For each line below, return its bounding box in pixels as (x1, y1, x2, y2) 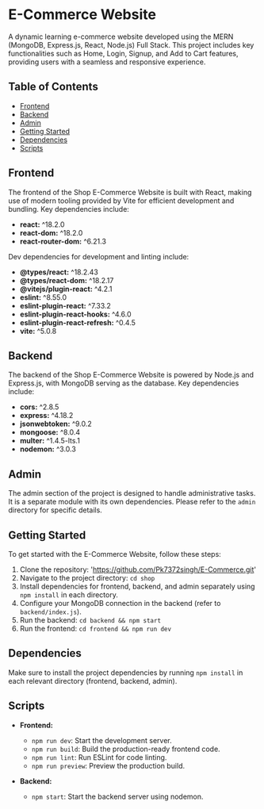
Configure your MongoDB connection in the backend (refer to (19, 599, 221, 608)
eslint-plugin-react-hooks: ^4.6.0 (19, 309, 132, 319)
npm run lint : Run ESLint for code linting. (31, 752, 167, 762)
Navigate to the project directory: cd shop (19, 573, 155, 582)
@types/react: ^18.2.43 (19, 267, 99, 277)
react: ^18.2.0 (19, 220, 65, 229)
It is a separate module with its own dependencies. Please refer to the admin (8, 497, 256, 507)
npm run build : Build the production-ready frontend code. (31, 744, 220, 753)
